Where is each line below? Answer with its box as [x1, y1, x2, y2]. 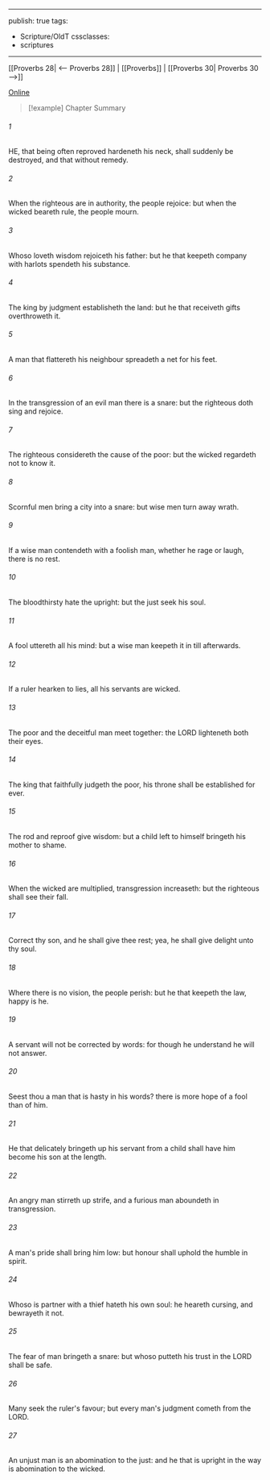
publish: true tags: [8, 16, 68, 25]
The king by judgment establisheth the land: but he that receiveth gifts [8, 302, 241, 312]
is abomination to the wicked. [8, 1464, 106, 1474]
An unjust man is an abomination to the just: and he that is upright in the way [8, 1456, 262, 1465]
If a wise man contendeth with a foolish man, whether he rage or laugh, [8, 545, 244, 555]
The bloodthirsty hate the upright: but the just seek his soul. [8, 597, 207, 607]
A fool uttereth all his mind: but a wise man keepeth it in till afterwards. [8, 641, 241, 651]
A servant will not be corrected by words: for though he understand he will [8, 1039, 255, 1049]
